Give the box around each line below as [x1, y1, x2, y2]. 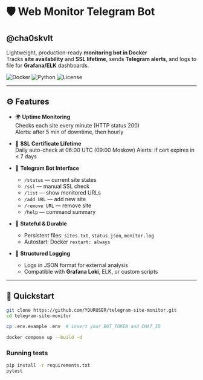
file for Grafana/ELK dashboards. [6, 62, 89, 69]
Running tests [6, 349, 48, 357]
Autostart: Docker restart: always [24, 238, 111, 245]
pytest [6, 368, 23, 375]
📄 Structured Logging [14, 250, 71, 257]
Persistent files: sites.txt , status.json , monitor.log [24, 231, 154, 239]
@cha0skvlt [6, 33, 53, 43]
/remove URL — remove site [24, 202, 92, 209]
